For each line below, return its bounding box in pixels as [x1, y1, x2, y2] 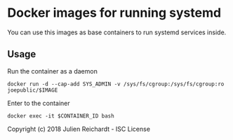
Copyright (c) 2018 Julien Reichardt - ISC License [7, 125, 151, 133]
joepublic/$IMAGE [7, 86, 58, 94]
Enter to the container [7, 99, 70, 107]
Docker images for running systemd [7, 5, 222, 21]
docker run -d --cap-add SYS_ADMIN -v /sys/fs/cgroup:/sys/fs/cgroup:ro [7, 80, 225, 87]
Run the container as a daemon [7, 66, 98, 75]
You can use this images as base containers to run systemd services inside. [7, 28, 227, 36]
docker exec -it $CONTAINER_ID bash [7, 112, 114, 120]
